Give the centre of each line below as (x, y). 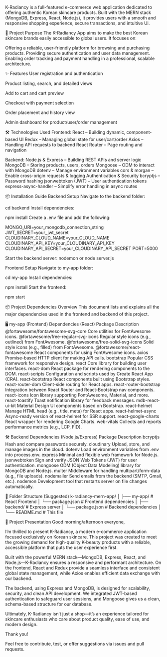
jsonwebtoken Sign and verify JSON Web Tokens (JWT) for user (71, 460)
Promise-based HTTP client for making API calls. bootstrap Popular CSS (79, 358)
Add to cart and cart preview (35, 93)
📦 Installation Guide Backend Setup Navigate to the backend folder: (75, 196)
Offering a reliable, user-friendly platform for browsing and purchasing (78, 48)
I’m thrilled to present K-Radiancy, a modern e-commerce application (76, 531)
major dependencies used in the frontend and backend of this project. (77, 314)
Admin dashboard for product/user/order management (61, 122)
